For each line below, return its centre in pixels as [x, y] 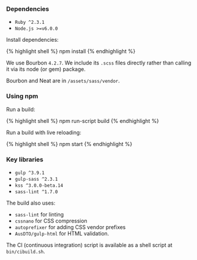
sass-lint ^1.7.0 [36, 192]
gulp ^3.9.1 [29, 173]
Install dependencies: [32, 40]
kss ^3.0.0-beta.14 [39, 185]
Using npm [22, 96]
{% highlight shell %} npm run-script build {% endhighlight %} [83, 120]
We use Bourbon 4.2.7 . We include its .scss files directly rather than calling [99, 63]
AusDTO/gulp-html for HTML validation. [62, 233]
